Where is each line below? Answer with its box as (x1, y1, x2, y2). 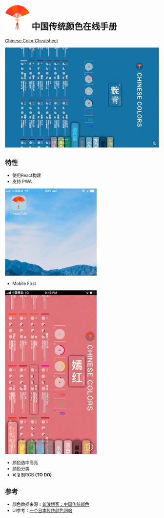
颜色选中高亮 (12, 459, 38, 466)
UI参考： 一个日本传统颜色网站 (12, 508, 72, 514)
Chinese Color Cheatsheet (5, 37, 59, 44)
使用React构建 (12, 172, 41, 179)
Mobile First (12, 281, 37, 286)
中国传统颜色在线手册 (31, 21, 117, 32)
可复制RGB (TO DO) (12, 471, 52, 478)
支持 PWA (12, 179, 32, 184)
